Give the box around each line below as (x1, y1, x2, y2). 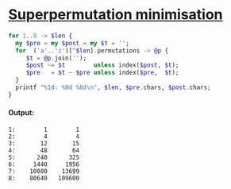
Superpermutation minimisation (8, 6, 224, 24)
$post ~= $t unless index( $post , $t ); (25, 61, 179, 69)
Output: (8, 108, 34, 118)
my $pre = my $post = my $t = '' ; (15, 39, 129, 47)
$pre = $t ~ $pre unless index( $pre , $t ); (25, 69, 179, 77)
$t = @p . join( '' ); (25, 54, 87, 62)
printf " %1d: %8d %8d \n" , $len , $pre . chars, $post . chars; (15, 83, 212, 92)
